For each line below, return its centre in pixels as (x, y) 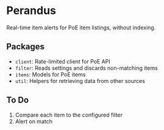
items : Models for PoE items (50, 74)
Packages (25, 47)
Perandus (31, 11)
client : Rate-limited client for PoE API (63, 61)
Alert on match (34, 121)
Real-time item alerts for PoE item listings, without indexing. (81, 27)
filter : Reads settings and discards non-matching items (86, 68)
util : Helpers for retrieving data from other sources (80, 81)
